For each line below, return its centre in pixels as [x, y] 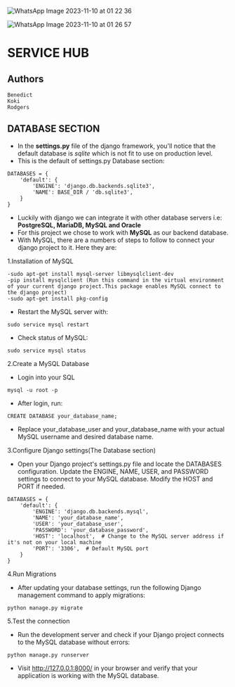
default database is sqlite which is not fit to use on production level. [115, 153]
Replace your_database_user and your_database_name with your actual [121, 429]
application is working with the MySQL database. [88, 675]
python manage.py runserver [48, 655]
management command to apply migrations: [81, 595]
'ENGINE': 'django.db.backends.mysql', [91, 511]
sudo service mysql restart [48, 324]
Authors [26, 78]
